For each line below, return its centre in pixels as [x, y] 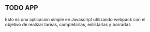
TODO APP [22, 8]
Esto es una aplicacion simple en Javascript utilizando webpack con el [75, 19]
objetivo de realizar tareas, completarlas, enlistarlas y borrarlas [68, 24]
